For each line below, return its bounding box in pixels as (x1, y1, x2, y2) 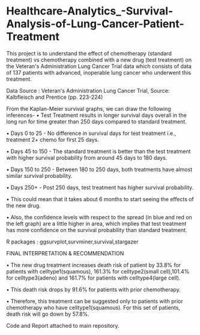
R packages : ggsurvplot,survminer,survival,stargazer (6, 238, 139, 245)
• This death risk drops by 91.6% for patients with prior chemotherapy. (6, 286, 181, 293)
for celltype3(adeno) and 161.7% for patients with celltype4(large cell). (6, 274, 181, 281)
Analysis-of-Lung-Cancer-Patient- (6, 17, 184, 31)
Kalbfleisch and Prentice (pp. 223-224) (6, 93, 103, 101)
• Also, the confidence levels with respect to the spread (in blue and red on (6, 213, 192, 221)
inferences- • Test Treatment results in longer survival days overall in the (6, 111, 187, 119)
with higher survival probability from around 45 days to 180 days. (6, 154, 168, 161)
